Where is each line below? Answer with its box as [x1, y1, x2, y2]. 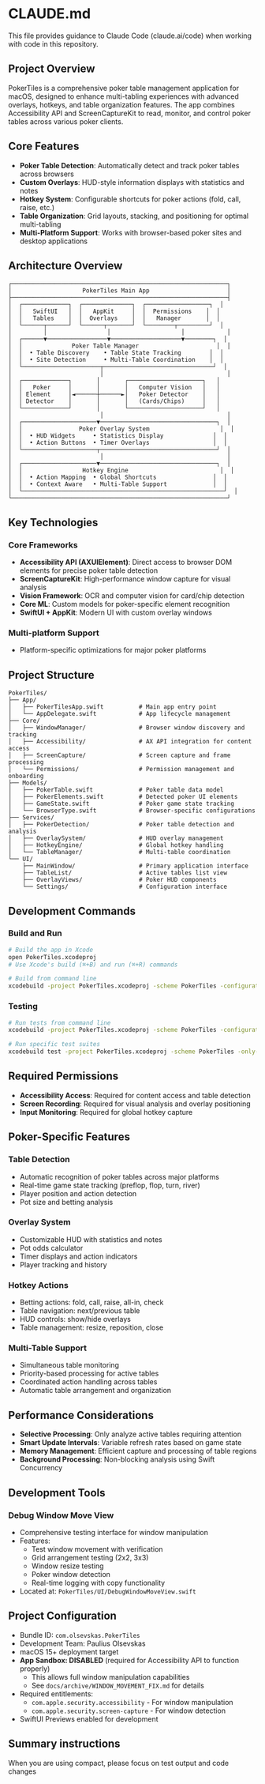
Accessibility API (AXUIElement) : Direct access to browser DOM [19, 558, 233, 567]
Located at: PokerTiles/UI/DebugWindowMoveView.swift [19, 1586, 196, 1596]
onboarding [8, 772, 44, 781]
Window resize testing [31, 1561, 104, 1571]
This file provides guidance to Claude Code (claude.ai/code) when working [8, 31, 252, 40]
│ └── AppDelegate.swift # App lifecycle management [8, 710, 231, 718]
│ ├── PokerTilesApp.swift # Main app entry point [8, 703, 217, 711]
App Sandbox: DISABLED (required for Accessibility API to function [19, 1655, 239, 1665]
